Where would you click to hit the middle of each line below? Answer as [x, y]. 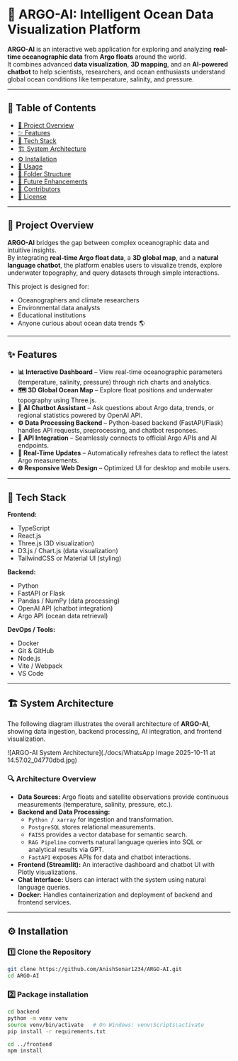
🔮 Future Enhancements [52, 181]
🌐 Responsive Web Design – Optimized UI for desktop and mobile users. [124, 468]
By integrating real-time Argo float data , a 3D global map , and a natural [113, 257]
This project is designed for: [49, 286]
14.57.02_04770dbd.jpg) [42, 760]
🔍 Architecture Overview [52, 778]
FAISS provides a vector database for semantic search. [108, 834]
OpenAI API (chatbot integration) [65, 608]
